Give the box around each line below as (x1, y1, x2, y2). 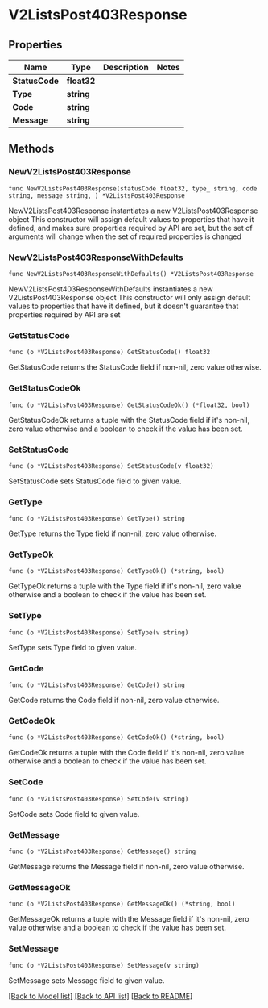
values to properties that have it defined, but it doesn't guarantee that (8, 301, 239, 311)
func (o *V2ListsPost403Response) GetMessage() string (8, 847, 196, 855)
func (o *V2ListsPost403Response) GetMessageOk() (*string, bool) (8, 900, 236, 909)
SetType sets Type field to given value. (8, 642, 137, 652)
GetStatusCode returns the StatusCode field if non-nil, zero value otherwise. (8, 362, 262, 372)
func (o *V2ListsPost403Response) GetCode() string (8, 681, 185, 689)
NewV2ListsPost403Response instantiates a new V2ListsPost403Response (8, 206, 258, 215)
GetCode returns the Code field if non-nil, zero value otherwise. (8, 696, 220, 705)
